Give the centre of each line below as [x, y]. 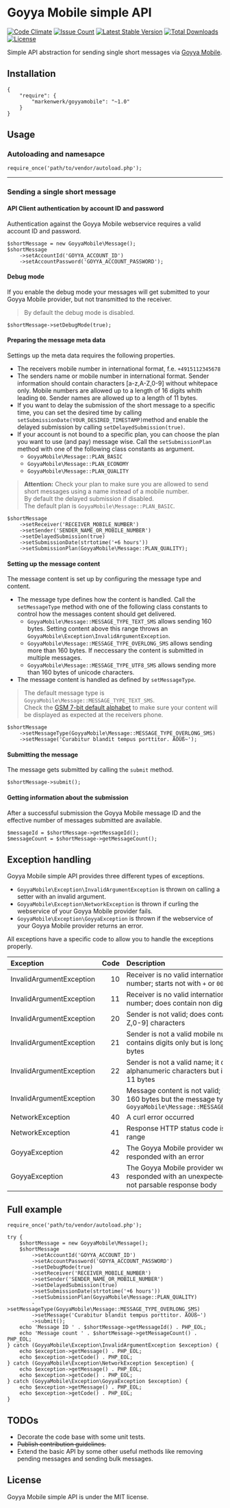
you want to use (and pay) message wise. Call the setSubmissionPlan [114, 441]
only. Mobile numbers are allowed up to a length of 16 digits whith [110, 390]
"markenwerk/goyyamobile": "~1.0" [81, 102]
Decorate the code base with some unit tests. [81, 1437]
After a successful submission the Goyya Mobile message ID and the [104, 813]
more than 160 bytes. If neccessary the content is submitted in [115, 650]
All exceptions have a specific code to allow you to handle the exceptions [111, 939]
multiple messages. [55, 658]
